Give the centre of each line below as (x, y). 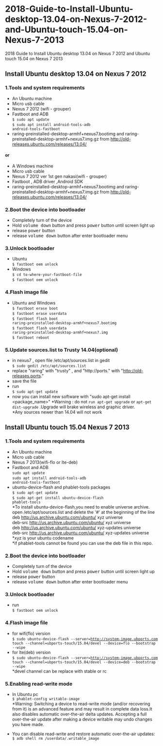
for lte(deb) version (31, 652)
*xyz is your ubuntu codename (43, 538)
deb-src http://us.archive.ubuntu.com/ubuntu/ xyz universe (71, 522)
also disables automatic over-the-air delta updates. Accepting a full (79, 714)
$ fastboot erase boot (35, 308)
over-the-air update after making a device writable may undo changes (82, 719)
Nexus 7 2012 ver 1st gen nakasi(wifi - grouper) (59, 176)
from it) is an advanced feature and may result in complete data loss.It (82, 709)
